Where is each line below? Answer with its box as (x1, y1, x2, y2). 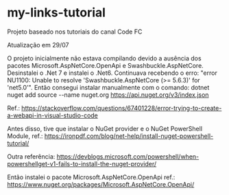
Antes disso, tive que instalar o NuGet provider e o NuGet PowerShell (7, 124, 203, 133)
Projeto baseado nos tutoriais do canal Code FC (7, 27, 143, 36)
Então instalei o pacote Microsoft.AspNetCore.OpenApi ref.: (7, 173, 176, 181)
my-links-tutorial (7, 5, 106, 21)
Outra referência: (7, 152, 56, 161)
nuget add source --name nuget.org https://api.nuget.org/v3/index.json (7, 91, 209, 99)
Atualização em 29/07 (7, 41, 69, 49)
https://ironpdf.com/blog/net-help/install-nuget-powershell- (44, 132, 214, 140)
